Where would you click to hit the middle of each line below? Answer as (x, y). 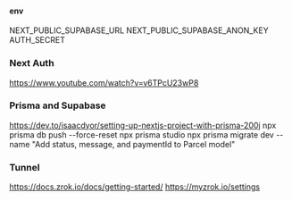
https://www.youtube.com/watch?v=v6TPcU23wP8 (104, 82)
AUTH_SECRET (37, 40)
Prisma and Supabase (58, 105)
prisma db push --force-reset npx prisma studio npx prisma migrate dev (142, 134)
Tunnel (25, 167)
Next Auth (32, 63)
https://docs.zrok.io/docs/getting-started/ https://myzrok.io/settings (135, 187)
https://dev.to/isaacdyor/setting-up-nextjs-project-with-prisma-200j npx (143, 125)
